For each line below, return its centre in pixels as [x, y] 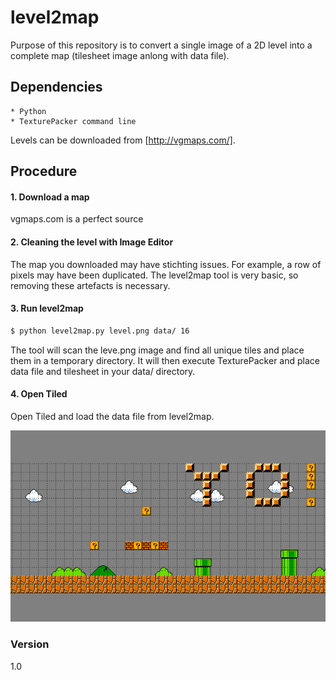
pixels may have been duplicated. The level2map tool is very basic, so [154, 275]
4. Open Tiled [39, 394]
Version [30, 644]
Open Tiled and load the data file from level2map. [112, 416]
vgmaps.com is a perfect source [77, 219]
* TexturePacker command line [73, 121]
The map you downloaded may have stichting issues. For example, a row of [166, 264]
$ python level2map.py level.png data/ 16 [100, 331]
